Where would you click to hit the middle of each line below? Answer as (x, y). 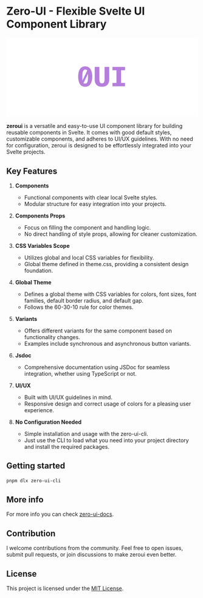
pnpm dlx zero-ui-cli (34, 480)
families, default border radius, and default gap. (84, 300)
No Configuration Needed (48, 422)
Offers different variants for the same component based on (98, 331)
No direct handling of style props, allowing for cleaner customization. (111, 234)
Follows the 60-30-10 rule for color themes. (79, 307)
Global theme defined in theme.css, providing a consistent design (106, 264)
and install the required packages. (67, 446)
